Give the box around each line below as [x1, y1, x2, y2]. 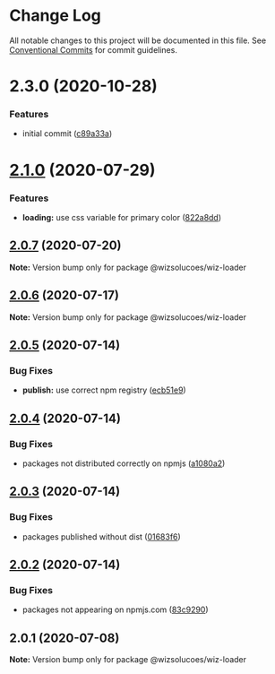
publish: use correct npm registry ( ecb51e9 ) [21, 385, 186, 395]
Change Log [9, 5, 101, 26]
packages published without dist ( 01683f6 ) [21, 531, 181, 542]
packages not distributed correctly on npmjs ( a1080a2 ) [21, 458, 226, 469]
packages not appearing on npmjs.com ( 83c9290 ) [21, 604, 209, 615]
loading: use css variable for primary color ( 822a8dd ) [21, 212, 222, 222]
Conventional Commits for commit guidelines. [9, 44, 177, 55]
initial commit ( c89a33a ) [21, 128, 113, 139]
